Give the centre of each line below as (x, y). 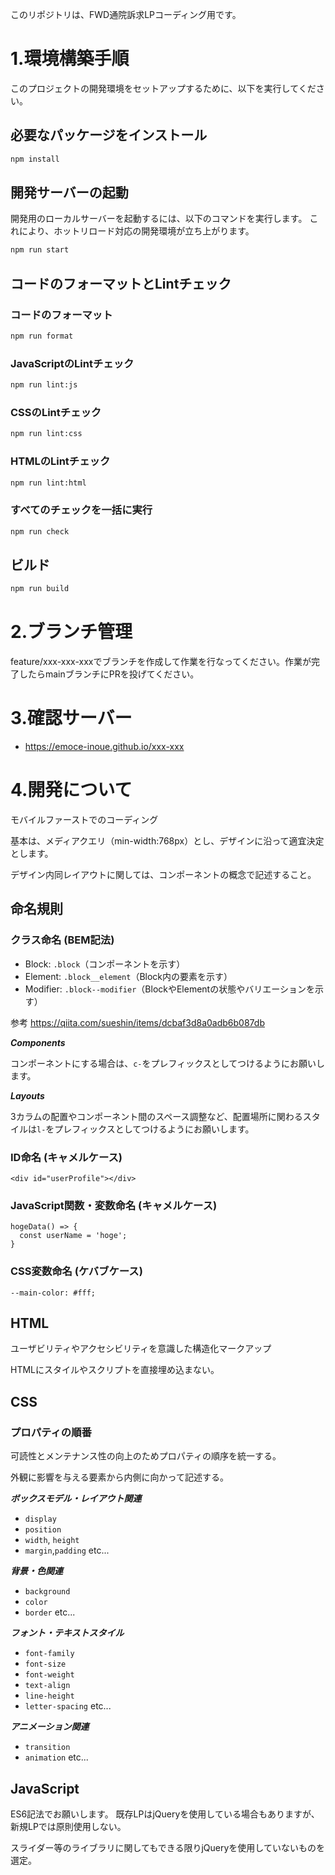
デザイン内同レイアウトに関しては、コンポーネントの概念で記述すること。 (163, 875)
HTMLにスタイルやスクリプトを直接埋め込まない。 (115, 1370)
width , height (52, 1540)
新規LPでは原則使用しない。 (68, 1826)
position (43, 1530)
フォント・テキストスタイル (67, 1633)
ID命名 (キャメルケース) (66, 1157)
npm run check (40, 531)
